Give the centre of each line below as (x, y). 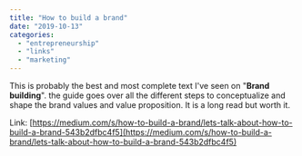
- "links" (36, 52)
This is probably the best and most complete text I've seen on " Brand (140, 86)
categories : (32, 34)
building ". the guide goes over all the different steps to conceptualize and (148, 95)
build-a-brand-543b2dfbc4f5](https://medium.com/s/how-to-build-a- (141, 132)
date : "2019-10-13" (46, 26)
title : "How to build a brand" (69, 18)
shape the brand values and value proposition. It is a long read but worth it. (150, 105)
